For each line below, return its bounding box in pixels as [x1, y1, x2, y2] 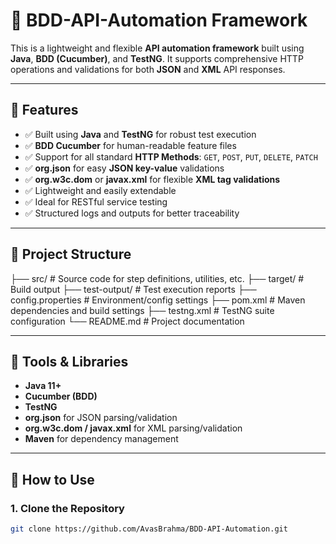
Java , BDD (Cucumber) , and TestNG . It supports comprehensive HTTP [10, 52, 304, 64]
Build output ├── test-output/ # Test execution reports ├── [10, 283, 257, 295]
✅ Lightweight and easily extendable [24, 184, 177, 196]
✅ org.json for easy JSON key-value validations [24, 162, 225, 174]
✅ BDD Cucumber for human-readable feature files [24, 139, 237, 151]
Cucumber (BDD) [24, 390, 98, 403]
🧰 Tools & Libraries [10, 353, 129, 370]
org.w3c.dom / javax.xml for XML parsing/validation [24, 422, 243, 434]
